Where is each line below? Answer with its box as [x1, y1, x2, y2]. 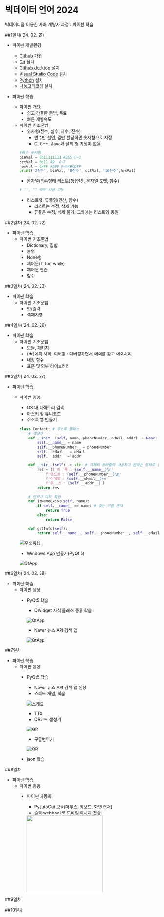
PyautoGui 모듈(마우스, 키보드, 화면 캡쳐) [34, 804, 113, 810]
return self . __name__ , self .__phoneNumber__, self [37, 531, 143, 536]
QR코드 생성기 [34, 716, 61, 723]
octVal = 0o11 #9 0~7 [19, 159, 66, 164]
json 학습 [26, 756, 45, 762]
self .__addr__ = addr [37, 454, 82, 459]
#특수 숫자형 [19, 150, 41, 155]
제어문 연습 [26, 267, 48, 272]
